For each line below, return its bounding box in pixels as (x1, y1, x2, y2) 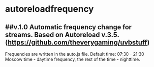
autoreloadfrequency (5, 3, 94, 15)
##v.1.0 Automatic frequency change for (5, 23, 132, 31)
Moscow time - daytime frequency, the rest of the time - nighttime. (5, 56, 140, 62)
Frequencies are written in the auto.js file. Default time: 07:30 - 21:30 (5, 51, 144, 57)
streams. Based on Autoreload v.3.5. (5, 30, 120, 39)
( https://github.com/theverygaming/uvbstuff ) (5, 38, 150, 46)
